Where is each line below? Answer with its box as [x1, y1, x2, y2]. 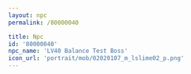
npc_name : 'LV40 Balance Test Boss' [8, 48, 128, 55]
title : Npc [8, 33, 44, 41]
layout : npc [8, 11, 47, 19]
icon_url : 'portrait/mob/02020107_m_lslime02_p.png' [8, 55, 185, 62]
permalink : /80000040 [8, 19, 79, 26]
